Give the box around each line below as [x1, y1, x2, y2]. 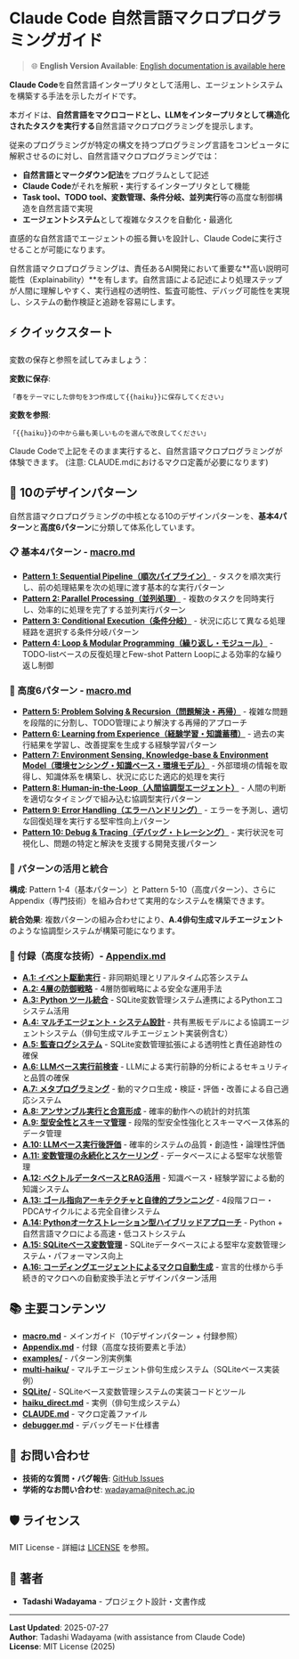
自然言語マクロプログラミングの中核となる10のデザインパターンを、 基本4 [9, 510, 279, 521]
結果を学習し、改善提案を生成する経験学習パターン [29, 740, 218, 751]
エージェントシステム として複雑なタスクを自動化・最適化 [21, 214, 233, 224]
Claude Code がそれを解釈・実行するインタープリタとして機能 [21, 180, 251, 191]
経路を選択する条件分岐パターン [21, 626, 140, 637]
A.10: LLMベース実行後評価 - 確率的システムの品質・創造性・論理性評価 [21, 1139, 286, 1150]
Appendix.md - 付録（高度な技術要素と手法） [21, 1341, 191, 1352]
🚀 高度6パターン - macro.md [9, 684, 132, 696]
